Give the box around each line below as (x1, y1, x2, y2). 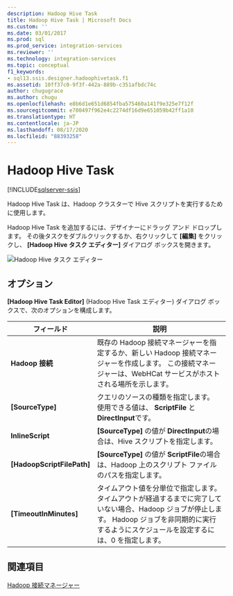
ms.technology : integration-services (7, 56, 116, 62)
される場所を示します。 (96, 380, 173, 389)
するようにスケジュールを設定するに (96, 525, 215, 534)
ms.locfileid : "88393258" (7, 133, 82, 139)
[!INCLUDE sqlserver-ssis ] (7, 185, 81, 194)
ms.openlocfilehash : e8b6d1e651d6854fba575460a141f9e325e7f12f (7, 101, 194, 108)
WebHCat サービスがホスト (131, 369, 221, 378)
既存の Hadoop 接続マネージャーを (96, 338, 210, 347)
